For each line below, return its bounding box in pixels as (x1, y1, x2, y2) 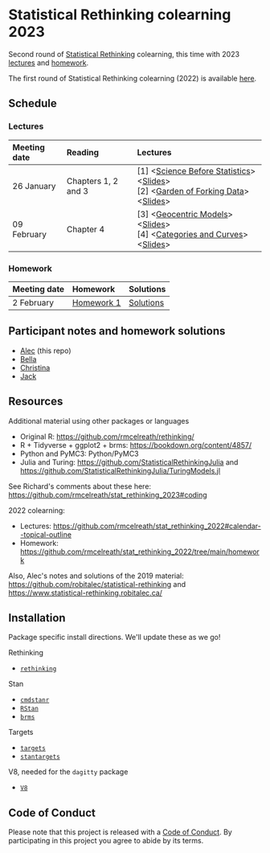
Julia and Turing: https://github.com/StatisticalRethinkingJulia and (19, 457, 239, 467)
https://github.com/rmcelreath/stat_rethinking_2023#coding (8, 490, 207, 499)
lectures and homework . (8, 58, 89, 68)
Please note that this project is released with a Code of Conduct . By (8, 827, 233, 837)
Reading (67, 146, 99, 158)
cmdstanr (19, 696, 50, 704)
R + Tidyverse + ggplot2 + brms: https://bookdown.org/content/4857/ (19, 440, 252, 449)
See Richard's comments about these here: (8, 481, 151, 491)
